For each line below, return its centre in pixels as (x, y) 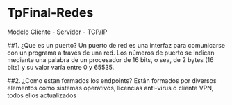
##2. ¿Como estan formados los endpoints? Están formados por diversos (112, 80)
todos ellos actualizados (42, 95)
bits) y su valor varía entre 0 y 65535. (61, 67)
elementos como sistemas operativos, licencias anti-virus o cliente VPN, (110, 88)
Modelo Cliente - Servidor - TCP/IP (57, 32)
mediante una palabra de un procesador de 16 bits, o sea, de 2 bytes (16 (110, 59)
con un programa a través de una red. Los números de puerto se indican (111, 52)
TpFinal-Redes (50, 13)
